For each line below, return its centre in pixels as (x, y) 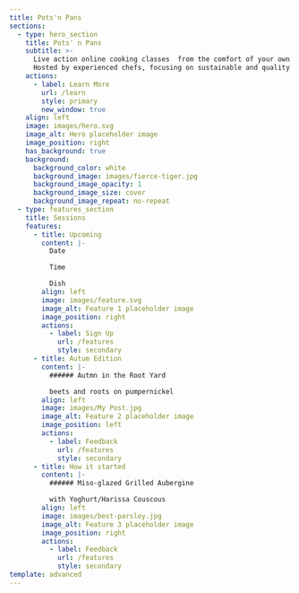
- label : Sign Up (81, 334)
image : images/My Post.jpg (92, 408)
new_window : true (73, 109)
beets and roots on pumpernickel (111, 391)
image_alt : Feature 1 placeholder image (118, 309)
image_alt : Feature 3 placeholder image (118, 524)
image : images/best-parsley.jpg (102, 516)
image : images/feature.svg (92, 300)
